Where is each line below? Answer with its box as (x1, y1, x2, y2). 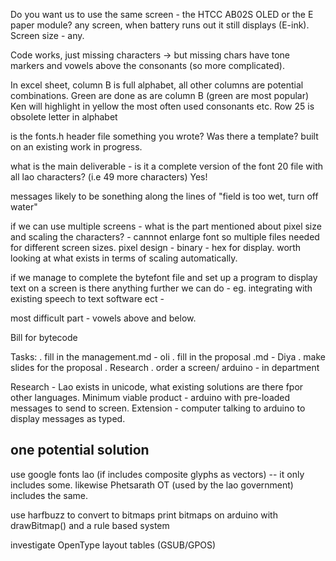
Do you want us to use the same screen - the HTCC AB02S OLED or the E (10, 9, 314, 20)
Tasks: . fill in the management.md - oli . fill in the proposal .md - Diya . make (10, 351, 326, 363)
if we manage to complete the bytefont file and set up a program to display (10, 272, 318, 283)
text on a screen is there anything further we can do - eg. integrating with (10, 282, 313, 294)
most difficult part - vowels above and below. (10, 312, 197, 324)
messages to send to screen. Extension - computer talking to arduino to (10, 402, 306, 414)
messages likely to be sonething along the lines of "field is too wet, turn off (10, 190, 319, 202)
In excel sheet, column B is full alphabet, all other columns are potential (10, 79, 304, 91)
